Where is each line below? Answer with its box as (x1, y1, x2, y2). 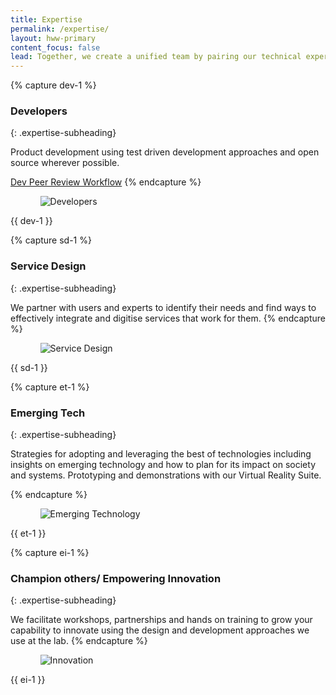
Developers (10, 104, 68, 118)
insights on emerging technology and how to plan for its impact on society (10, 459, 317, 471)
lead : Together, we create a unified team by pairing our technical (10, 52, 302, 62)
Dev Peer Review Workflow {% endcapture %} (10, 176, 202, 188)
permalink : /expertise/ (10, 24, 110, 34)
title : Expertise (10, 14, 83, 25)
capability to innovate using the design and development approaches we (10, 624, 310, 636)
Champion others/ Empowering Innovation (10, 571, 222, 585)
